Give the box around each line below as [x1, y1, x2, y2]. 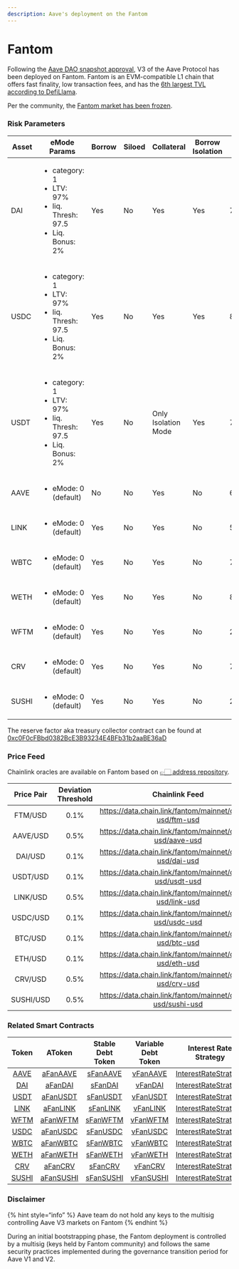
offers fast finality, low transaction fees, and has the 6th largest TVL [7, 80, 206, 88]
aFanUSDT [41, 1092, 78, 1102]
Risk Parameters [7, 119, 65, 129]
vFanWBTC [131, 1138, 169, 1148]
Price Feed [7, 751, 45, 761]
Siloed [123, 142, 146, 152]
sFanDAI [90, 1080, 119, 1090]
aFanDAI [45, 1080, 74, 1090]
